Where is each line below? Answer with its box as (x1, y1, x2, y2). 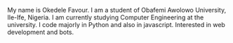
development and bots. (7, 28, 74, 36)
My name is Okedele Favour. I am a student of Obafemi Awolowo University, (7, 6, 227, 14)
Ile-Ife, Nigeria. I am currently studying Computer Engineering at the (7, 13, 204, 21)
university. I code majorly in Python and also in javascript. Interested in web (7, 21, 226, 28)
